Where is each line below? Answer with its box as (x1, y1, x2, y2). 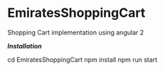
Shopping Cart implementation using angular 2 (7, 28, 144, 37)
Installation (7, 41, 42, 50)
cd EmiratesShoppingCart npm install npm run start (7, 55, 158, 64)
